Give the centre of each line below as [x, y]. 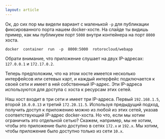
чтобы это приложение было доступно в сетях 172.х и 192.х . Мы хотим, [82, 125]
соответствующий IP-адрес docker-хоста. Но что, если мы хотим [75, 115]
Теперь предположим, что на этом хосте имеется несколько [70, 73]
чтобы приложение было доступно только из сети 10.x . [64, 131]
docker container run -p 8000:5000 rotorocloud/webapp [69, 49]
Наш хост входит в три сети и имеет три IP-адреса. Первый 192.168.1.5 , [82, 99]
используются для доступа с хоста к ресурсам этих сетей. [68, 89]
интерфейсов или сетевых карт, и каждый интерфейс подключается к [80, 78]
